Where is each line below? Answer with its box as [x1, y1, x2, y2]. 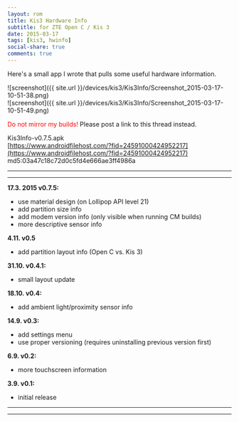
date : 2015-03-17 [7, 30, 59, 38]
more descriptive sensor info [17, 220, 102, 228]
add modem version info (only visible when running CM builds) [17, 212, 202, 221]
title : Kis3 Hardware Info [7, 17, 87, 24]
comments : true [7, 51, 53, 58]
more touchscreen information [17, 365, 107, 374]
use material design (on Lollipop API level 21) [17, 197, 149, 206]
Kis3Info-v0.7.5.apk [7, 133, 64, 142]
